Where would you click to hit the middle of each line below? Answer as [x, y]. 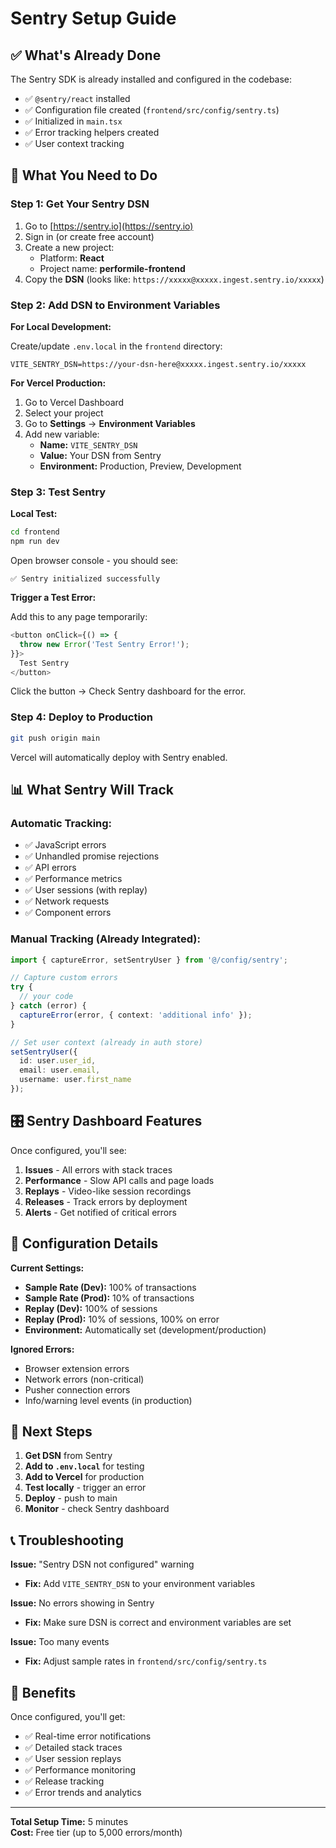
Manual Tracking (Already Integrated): [105, 939]
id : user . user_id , [58, 1061]
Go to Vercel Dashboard [74, 402]
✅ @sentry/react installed [77, 98]
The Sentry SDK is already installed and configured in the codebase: [151, 79]
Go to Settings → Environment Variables [110, 423]
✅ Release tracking [64, 1781]
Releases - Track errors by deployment [106, 1201]
